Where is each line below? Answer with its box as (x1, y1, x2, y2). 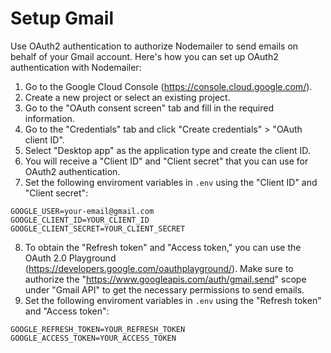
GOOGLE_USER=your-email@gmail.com (10, 206, 155, 216)
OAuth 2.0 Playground (24, 252, 117, 264)
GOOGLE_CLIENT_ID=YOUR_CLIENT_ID (10, 215, 150, 225)
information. (24, 112, 75, 124)
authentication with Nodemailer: (10, 61, 142, 73)
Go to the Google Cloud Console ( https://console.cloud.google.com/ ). (24, 80, 313, 92)
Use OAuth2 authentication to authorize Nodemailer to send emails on (10, 40, 299, 52)
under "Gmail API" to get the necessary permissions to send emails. (24, 283, 305, 296)
